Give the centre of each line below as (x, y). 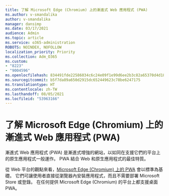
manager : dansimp (23, 24)
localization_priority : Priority (40, 52)
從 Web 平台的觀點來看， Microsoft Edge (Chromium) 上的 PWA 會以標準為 (82, 169)
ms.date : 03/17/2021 (27, 29)
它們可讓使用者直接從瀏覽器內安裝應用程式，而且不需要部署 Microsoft (87, 176)
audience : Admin (22, 33)
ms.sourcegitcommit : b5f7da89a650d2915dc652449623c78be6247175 (73, 80)
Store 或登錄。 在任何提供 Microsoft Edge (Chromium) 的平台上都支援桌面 (82, 182)
